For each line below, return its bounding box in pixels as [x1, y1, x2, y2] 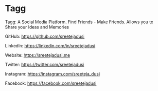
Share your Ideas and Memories [5, 24, 70, 30]
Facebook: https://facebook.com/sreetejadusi [5, 80, 97, 86]
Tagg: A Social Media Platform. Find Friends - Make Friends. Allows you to [5, 19, 154, 25]
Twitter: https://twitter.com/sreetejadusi [5, 61, 85, 67]
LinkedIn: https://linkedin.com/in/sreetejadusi [5, 43, 96, 48]
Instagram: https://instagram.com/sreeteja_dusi [5, 71, 100, 76]
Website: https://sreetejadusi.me [5, 52, 70, 58]
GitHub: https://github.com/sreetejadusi [5, 33, 85, 39]
